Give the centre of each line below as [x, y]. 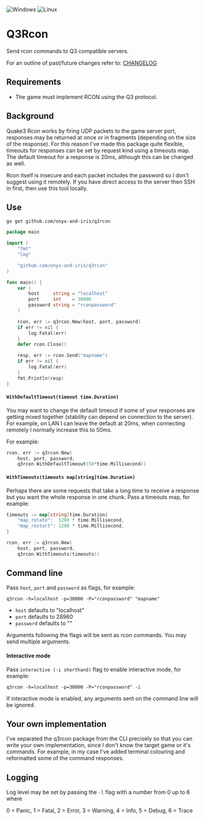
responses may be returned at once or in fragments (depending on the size [101, 137]
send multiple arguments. [38, 641]
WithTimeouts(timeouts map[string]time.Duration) [71, 477]
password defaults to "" [44, 623]
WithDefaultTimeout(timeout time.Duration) [63, 397]
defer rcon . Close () [42, 345]
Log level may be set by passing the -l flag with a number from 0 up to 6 [98, 792]
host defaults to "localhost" [50, 610]
